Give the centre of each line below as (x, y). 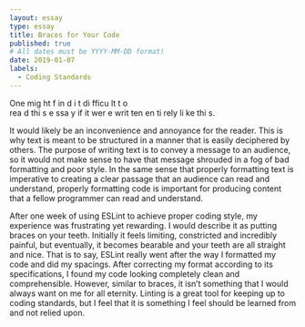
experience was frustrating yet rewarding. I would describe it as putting (143, 225)
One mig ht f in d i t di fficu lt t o (69, 103)
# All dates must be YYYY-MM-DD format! (87, 52)
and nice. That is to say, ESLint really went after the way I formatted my (142, 254)
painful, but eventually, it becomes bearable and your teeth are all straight (148, 245)
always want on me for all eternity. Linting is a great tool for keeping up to (147, 293)
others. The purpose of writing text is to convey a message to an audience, (150, 149)
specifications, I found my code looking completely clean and (125, 273)
